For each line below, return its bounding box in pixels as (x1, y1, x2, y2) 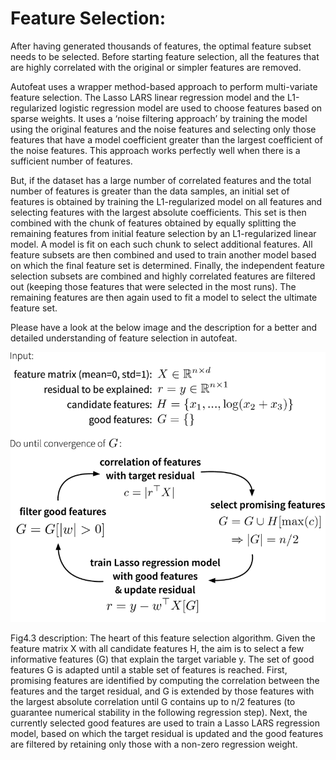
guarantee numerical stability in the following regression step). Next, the (10, 707, 308, 719)
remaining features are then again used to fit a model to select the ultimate (10, 291, 318, 303)
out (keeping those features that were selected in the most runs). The (10, 280, 297, 292)
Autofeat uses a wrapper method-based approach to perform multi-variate (10, 80, 318, 92)
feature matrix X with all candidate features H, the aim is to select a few (10, 643, 305, 655)
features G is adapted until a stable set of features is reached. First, (10, 664, 288, 676)
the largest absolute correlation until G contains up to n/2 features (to (10, 696, 296, 708)
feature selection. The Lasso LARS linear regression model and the (10, 91, 286, 103)
